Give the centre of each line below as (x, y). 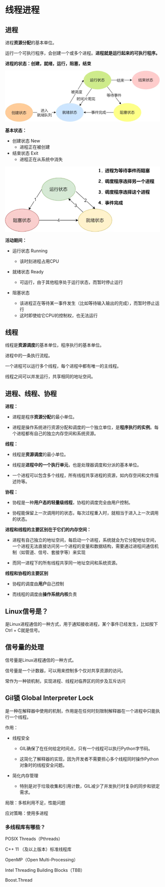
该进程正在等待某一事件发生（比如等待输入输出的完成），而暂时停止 (87, 303)
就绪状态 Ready (28, 272)
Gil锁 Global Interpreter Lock (50, 698)
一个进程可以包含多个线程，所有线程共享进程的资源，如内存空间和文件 (83, 476)
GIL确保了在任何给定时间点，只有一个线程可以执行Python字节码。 (86, 748)
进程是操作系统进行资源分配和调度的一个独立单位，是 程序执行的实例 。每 (85, 427)
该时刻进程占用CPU (39, 261)
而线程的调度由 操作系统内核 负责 (44, 594)
